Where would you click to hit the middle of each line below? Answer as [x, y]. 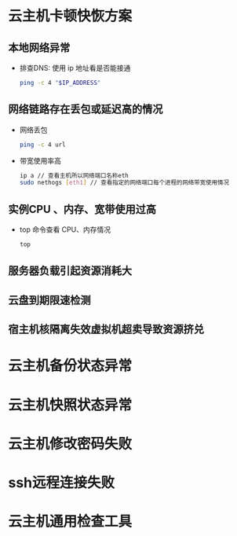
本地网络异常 [39, 48]
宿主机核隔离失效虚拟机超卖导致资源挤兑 [106, 330]
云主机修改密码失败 [70, 444]
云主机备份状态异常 [70, 366]
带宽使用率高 [40, 160]
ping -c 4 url [42, 145]
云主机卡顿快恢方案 [70, 16]
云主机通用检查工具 [70, 521]
